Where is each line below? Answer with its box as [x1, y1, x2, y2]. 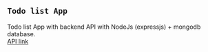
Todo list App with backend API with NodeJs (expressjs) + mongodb [7, 23, 201, 31]
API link [7, 37, 29, 45]
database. [7, 29, 36, 38]
